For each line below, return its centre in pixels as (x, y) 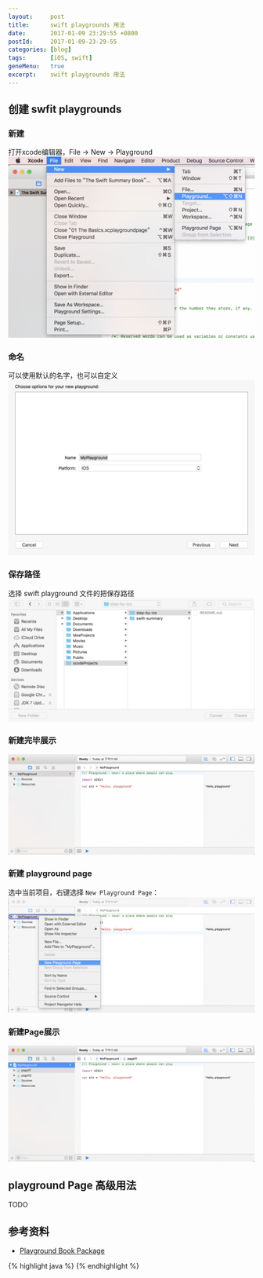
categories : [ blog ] (40, 50)
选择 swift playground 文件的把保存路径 (71, 593)
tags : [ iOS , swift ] (50, 58)
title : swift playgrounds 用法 (67, 25)
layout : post (36, 16)
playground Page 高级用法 (72, 1186)
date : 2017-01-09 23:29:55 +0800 (73, 33)
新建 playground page (50, 873)
